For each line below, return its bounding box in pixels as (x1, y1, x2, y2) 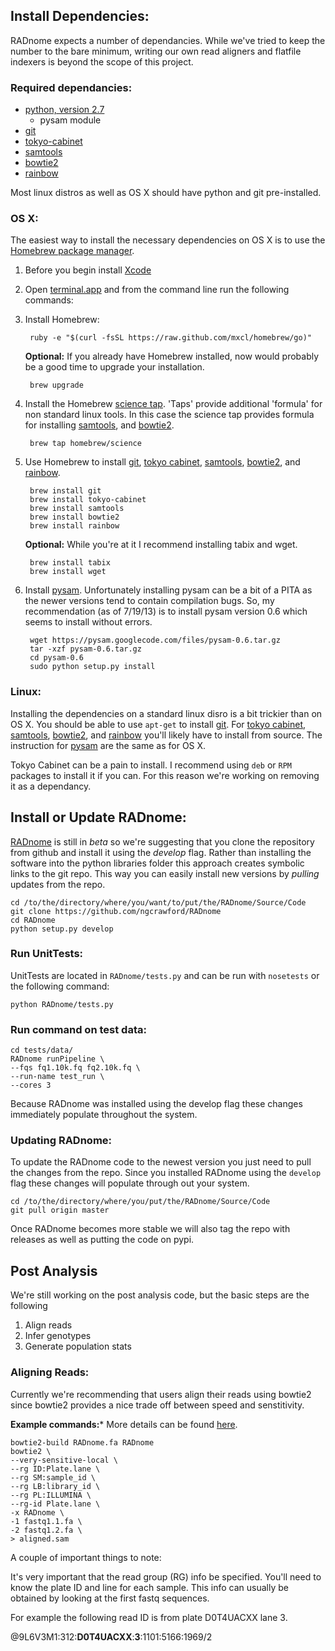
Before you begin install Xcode (24, 264, 152, 276)
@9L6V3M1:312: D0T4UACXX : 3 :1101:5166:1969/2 (10, 1630, 213, 1643)
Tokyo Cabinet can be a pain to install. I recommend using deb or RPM (10, 759, 293, 771)
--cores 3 (10, 1080, 52, 1091)
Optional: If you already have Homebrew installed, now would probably (24, 350, 320, 363)
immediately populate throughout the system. (10, 1109, 198, 1121)
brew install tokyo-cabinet (29, 495, 147, 505)
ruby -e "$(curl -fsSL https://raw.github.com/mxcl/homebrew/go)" (29, 333, 312, 343)
